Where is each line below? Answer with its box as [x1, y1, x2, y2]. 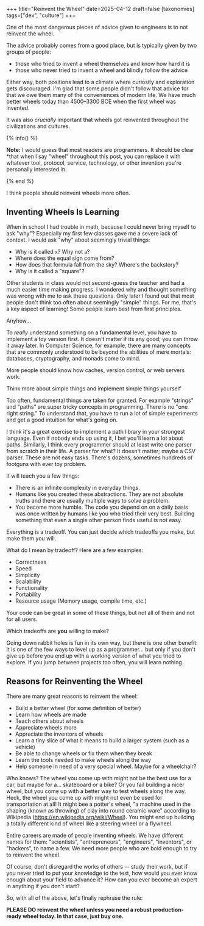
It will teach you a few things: [6, 472, 80, 479]
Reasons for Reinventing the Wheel [6, 677, 143, 687]
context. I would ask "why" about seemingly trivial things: [6, 236, 150, 243]
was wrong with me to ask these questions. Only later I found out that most [6, 292, 195, 300]
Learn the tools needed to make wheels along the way [15, 756, 151, 763]
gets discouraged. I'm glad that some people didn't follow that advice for [6, 85, 189, 92]
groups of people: [6, 48, 51, 56]
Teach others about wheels [15, 717, 84, 725]
